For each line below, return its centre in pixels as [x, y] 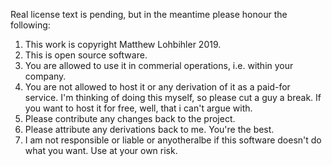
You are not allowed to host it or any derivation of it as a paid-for [157, 87]
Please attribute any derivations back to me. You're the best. [149, 129]
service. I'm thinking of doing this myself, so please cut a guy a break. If [173, 97]
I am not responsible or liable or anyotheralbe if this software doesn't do [173, 140]
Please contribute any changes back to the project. [130, 118]
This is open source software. [86, 55]
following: [30, 25]
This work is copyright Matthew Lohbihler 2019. [123, 44]
